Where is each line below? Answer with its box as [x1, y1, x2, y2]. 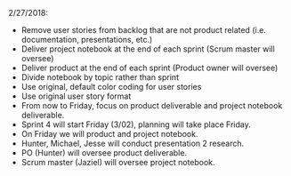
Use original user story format [20, 91, 132, 101]
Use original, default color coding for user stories [20, 82, 202, 92]
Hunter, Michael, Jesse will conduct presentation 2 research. [20, 138, 245, 148]
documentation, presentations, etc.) [20, 35, 153, 44]
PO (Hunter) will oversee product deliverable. [20, 148, 188, 158]
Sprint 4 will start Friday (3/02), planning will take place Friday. [20, 119, 251, 130]
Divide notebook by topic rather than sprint [20, 72, 180, 83]
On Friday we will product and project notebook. [20, 129, 198, 139]
